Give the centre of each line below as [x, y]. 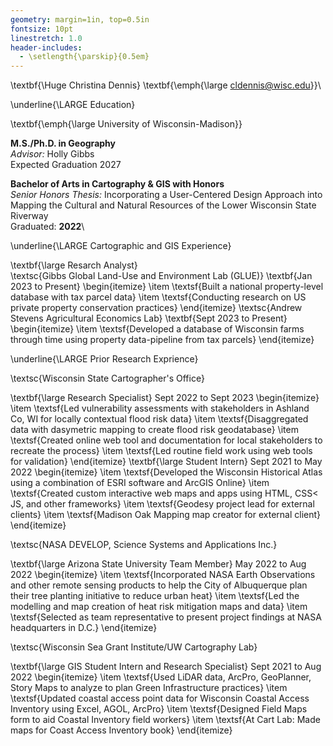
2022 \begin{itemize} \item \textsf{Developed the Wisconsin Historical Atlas [166, 472]
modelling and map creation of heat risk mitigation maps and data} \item [159, 607]
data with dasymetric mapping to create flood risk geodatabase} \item [154, 430]
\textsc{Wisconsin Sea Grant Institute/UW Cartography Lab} [134, 647]
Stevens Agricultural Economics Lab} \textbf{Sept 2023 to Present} [149, 318]
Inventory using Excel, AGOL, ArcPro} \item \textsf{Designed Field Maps [159, 709]
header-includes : [46, 47]
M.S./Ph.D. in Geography [63, 143]
